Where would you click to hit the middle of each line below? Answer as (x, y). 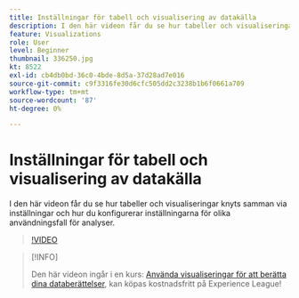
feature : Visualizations (55, 34)
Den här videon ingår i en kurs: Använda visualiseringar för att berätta (158, 274)
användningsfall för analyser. (62, 222)
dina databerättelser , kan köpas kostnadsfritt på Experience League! (156, 284)
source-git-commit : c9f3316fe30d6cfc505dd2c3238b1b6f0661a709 (127, 84)
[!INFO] (44, 257)
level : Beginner (39, 51)
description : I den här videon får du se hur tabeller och (121, 26)
